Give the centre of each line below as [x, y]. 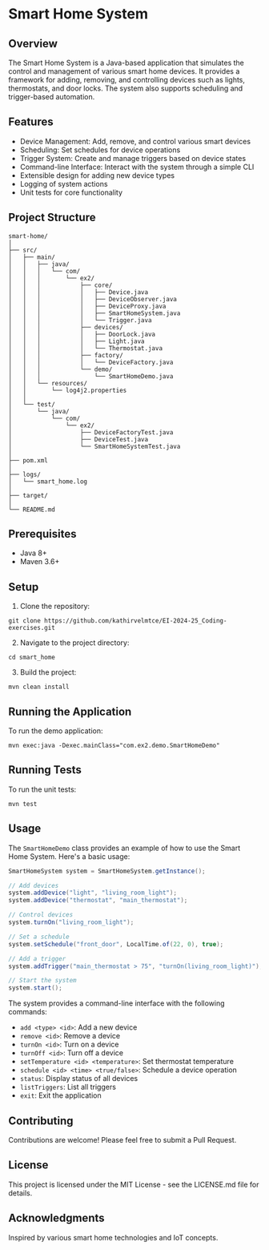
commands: [28, 1012]
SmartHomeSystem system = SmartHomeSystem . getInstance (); [107, 871]
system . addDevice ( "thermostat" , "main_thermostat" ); [98, 901]
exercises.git [32, 628]
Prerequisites [42, 534]
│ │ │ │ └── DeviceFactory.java [91, 362]
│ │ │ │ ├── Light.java [77, 341]
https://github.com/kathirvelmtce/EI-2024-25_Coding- [135, 621]
